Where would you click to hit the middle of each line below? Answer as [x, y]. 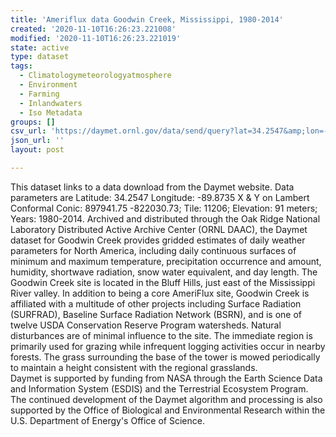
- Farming [39, 94]
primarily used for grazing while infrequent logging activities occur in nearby [168, 346]
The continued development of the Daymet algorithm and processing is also [166, 399]
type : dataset [40, 57]
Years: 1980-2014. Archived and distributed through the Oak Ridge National [165, 218]
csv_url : [28, 131]
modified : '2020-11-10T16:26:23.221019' [96, 38]
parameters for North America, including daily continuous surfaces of [153, 250]
